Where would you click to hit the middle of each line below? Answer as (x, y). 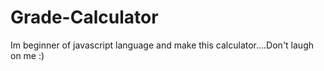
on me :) (27, 55)
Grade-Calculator (84, 17)
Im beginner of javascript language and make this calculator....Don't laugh (162, 45)
